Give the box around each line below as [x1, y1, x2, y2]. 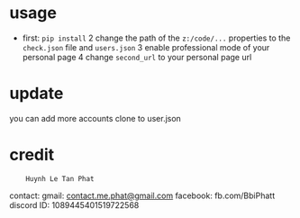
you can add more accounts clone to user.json [9, 113, 182, 123]
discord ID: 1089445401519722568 [9, 199, 140, 210]
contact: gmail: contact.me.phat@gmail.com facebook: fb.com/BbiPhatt [9, 190, 276, 201]
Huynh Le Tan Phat [25, 174, 95, 183]
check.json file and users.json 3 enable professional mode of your [22, 41, 270, 52]
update [9, 84, 64, 104]
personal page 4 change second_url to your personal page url [22, 51, 252, 62]
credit [9, 145, 55, 165]
